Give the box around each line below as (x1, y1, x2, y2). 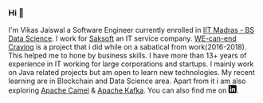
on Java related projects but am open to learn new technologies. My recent (8, 68, 255, 77)
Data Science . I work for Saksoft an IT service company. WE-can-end (8, 34, 237, 43)
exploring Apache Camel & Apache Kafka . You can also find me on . (8, 85, 239, 95)
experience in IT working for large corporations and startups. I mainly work (8, 59, 254, 69)
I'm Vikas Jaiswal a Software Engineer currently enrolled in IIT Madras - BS (8, 26, 255, 35)
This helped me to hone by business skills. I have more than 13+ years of (8, 51, 247, 61)
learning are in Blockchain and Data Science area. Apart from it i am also (8, 76, 246, 86)
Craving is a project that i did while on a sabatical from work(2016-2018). (8, 42, 247, 52)
